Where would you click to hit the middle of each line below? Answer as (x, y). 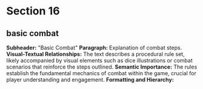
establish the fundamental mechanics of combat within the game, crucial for (101, 73)
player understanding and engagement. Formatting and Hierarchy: (90, 80)
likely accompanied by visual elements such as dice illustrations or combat (99, 60)
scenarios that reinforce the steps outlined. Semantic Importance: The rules (102, 67)
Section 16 (33, 11)
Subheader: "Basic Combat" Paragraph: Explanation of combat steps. (94, 48)
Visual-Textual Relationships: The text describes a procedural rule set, (95, 54)
